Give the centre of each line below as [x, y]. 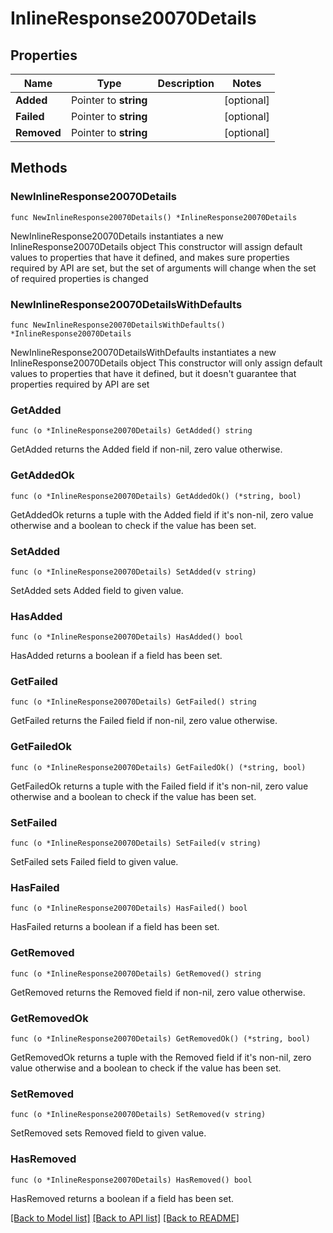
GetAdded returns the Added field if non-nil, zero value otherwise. [146, 449]
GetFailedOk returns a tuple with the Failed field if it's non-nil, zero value [159, 786]
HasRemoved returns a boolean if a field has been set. [122, 1198]
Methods [39, 168]
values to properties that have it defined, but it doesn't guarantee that [153, 373]
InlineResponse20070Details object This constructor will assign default [156, 246]
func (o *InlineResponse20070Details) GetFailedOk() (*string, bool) [158, 767]
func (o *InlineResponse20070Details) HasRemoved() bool [131, 1180]
